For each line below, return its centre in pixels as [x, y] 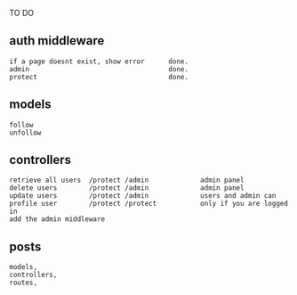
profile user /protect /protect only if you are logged [149, 204]
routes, [24, 283]
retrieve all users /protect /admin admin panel [127, 180]
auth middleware [57, 41]
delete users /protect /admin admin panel [127, 188]
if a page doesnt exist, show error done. [99, 61]
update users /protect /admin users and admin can [143, 196]
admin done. [99, 69]
